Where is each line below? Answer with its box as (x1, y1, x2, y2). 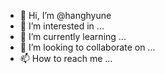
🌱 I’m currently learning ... (19, 31, 127, 42)
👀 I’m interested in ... (19, 20, 105, 32)
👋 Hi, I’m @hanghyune (19, 10, 112, 21)
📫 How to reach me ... (19, 53, 113, 64)
